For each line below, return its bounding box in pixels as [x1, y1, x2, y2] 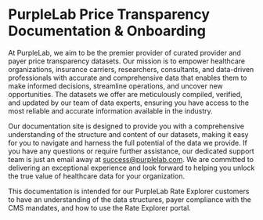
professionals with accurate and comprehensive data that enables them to [8, 73, 247, 82]
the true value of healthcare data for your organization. [8, 171, 186, 181]
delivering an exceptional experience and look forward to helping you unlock [8, 163, 255, 172]
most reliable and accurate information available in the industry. [8, 106, 213, 115]
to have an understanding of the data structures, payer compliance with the [8, 194, 252, 204]
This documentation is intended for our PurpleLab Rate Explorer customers [8, 186, 250, 196]
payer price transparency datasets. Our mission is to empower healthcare [8, 56, 245, 66]
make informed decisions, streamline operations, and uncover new [8, 81, 223, 91]
